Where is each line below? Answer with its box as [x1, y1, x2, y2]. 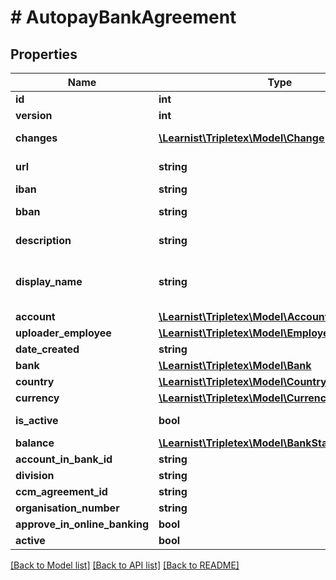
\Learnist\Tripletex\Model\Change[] [158, 131, 333, 145]
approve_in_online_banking [15, 517, 149, 531]
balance [15, 436, 55, 450]
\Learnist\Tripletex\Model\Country [158, 375, 327, 388]
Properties [10, 46, 78, 63]
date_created [15, 342, 80, 356]
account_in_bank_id [15, 452, 113, 466]
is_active [15, 414, 59, 427]
